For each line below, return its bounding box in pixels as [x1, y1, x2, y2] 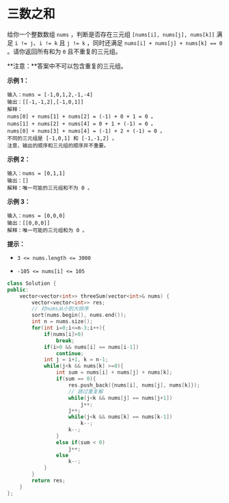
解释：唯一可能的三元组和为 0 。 [7, 227, 87, 233]
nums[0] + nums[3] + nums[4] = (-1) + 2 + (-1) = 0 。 [7, 127, 165, 134]
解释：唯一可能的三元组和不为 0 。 [7, 184, 93, 192]
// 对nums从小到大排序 [31, 305, 89, 312]
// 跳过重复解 [68, 388, 104, 395]
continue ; [55, 350, 84, 357]
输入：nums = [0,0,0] [7, 212, 66, 219]
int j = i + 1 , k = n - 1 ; [43, 357, 109, 363]
